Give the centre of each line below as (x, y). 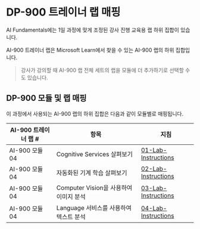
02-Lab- (154, 169)
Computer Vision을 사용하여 (94, 187)
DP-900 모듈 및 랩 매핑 (46, 98)
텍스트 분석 (71, 216)
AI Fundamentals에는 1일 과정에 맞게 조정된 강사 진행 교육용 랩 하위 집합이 (93, 30)
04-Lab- (154, 208)
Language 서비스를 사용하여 (94, 208)
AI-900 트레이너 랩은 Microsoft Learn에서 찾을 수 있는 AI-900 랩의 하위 (90, 50)
